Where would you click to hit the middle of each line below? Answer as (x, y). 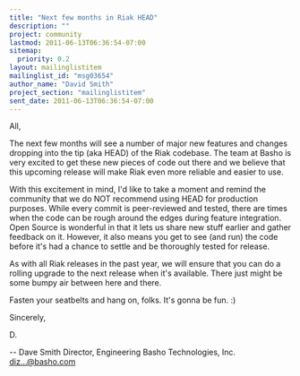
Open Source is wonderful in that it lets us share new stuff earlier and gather (150, 227)
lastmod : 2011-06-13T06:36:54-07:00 (77, 43)
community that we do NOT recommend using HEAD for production (134, 199)
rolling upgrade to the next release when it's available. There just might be (146, 273)
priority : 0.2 (43, 59)
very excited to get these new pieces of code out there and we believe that (147, 163)
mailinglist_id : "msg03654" (62, 76)
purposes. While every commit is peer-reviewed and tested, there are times (149, 209)
